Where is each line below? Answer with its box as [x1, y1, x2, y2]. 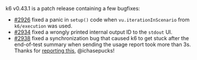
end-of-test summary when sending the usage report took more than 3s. [14, 41, 191, 48]
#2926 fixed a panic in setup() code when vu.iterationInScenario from [14, 16, 190, 23]
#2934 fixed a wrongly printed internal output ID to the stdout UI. [14, 29, 173, 36]
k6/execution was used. [14, 23, 73, 29]
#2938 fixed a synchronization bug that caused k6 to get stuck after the [14, 35, 189, 41]
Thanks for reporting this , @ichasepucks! [14, 47, 115, 54]
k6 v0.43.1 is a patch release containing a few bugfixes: [5, 5, 140, 12]
